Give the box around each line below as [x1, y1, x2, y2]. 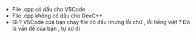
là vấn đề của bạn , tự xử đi [12, 25, 81, 32]
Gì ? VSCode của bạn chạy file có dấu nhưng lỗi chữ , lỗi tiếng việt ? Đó [12, 19, 190, 25]
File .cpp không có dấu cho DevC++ [12, 12, 103, 19]
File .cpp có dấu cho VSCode [12, 6, 86, 13]
